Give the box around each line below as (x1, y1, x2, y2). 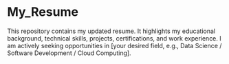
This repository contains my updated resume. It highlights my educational (7, 27, 215, 35)
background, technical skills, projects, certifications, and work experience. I (7, 34, 221, 42)
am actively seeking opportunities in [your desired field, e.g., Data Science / (7, 41, 222, 50)
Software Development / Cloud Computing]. (7, 49, 132, 57)
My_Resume (7, 4, 79, 20)
